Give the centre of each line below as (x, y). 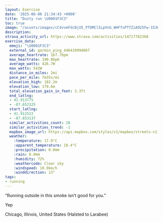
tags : (10, 177)
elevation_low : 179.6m (32, 86)
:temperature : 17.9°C (35, 141)
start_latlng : (24, 109)
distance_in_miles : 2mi (33, 73)
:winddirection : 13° (34, 173)
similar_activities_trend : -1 (40, 127)
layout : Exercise (23, 9)
